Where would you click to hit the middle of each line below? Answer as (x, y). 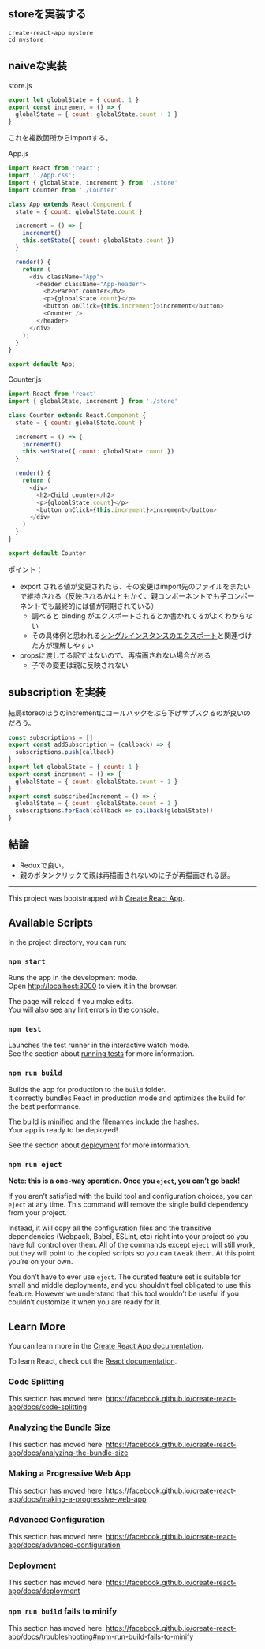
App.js (19, 154)
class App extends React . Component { (70, 204)
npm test (25, 1029)
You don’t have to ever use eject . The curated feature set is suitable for (124, 1277)
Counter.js (25, 379)
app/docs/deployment (44, 1591)
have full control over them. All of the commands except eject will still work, (132, 1244)
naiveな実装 (37, 66)
